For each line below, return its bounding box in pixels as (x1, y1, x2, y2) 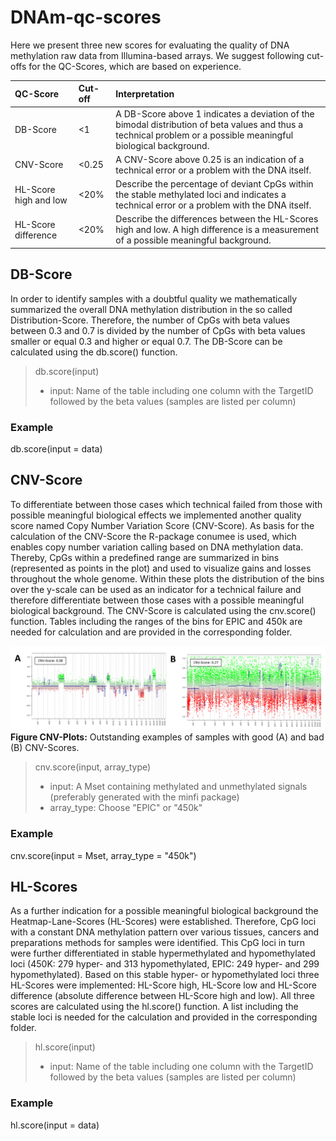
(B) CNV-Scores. (10, 742, 80, 754)
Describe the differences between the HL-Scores (115, 213, 319, 225)
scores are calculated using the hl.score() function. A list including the (10, 1001, 299, 1013)
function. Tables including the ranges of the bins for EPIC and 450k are (10, 615, 303, 627)
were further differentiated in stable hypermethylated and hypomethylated (10, 947, 316, 960)
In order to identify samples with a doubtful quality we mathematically (10, 292, 298, 305)
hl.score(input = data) (10, 1119, 100, 1131)
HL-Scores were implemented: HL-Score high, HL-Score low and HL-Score (10, 979, 317, 991)
